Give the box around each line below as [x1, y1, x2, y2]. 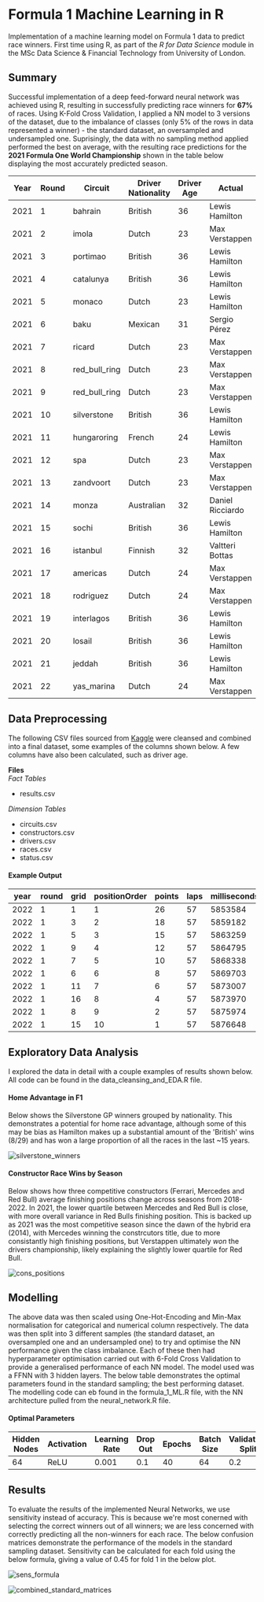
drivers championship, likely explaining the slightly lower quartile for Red [8, 1245, 243, 1254]
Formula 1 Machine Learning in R [8, 6, 224, 24]
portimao [72, 250, 107, 261]
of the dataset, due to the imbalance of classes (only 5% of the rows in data [8, 116, 254, 127]
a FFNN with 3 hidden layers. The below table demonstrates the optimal [8, 1371, 240, 1380]
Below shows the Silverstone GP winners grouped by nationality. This [8, 1110, 233, 1120]
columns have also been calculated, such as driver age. [8, 750, 189, 759]
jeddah [72, 658, 98, 669]
